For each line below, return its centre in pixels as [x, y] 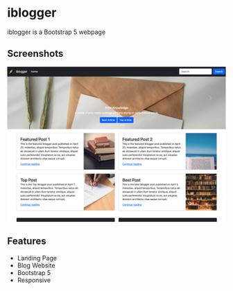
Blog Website [36, 265]
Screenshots [35, 54]
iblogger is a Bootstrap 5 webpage [57, 32]
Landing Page [37, 258]
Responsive [34, 280]
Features [27, 241]
